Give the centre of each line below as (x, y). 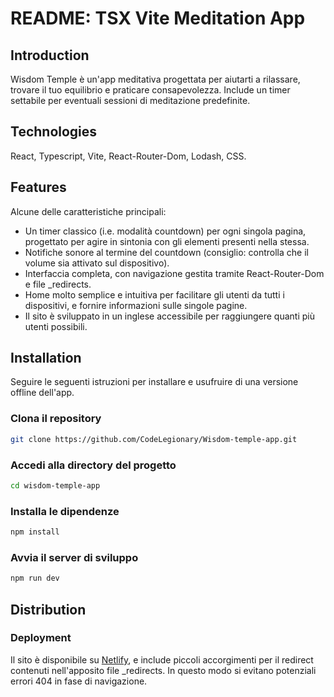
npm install (35, 532)
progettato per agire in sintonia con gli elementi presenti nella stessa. (167, 241)
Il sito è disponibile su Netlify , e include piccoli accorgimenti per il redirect (162, 659)
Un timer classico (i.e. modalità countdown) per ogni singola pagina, (165, 231)
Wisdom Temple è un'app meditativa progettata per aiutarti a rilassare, (155, 79)
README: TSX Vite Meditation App (158, 18)
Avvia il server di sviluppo (74, 557)
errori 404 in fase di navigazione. (79, 681)
